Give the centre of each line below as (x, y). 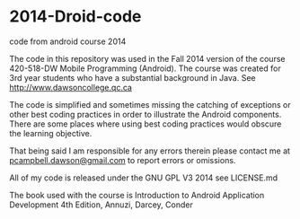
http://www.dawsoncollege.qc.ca (71, 87)
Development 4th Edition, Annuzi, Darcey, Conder (101, 205)
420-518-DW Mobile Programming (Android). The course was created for (145, 68)
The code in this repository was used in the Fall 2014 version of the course (147, 58)
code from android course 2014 (68, 41)
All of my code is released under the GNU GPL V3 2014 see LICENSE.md (144, 178)
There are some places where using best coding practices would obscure (146, 124)
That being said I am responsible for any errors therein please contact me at (150, 151)
